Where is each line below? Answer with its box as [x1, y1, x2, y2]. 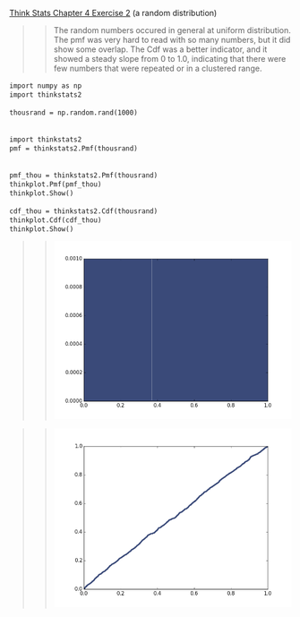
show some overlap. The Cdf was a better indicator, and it [53, 44, 268, 55]
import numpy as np [9, 81, 82, 90]
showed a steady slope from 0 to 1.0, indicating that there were [53, 54, 287, 64]
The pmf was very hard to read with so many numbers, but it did [53, 35, 291, 45]
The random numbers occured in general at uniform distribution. [53, 25, 291, 35]
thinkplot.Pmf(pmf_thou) [9, 180, 102, 189]
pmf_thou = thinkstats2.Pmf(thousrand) [9, 171, 159, 180]
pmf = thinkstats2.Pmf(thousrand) [9, 144, 139, 153]
